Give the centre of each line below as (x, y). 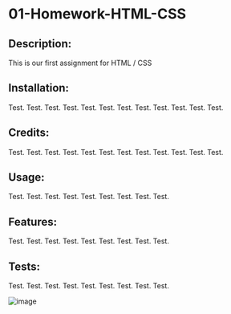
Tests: (24, 266)
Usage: (27, 177)
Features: (33, 222)
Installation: (39, 88)
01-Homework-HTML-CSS (97, 14)
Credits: (29, 133)
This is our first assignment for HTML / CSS (80, 63)
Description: (40, 44)
